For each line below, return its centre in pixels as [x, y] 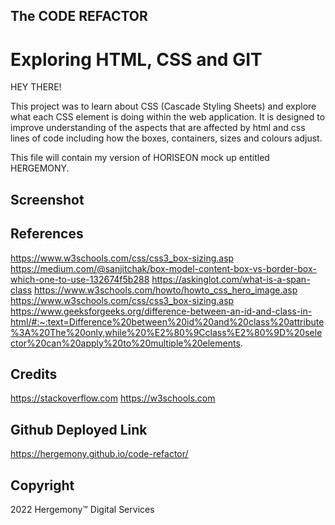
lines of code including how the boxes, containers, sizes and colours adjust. [166, 138]
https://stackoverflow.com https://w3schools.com [113, 398]
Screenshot [47, 199]
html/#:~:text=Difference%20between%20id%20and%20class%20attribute [167, 321]
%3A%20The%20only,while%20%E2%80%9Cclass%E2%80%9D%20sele [166, 332]
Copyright [42, 485]
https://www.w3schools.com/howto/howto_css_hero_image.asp [165, 290]
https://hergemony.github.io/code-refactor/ [99, 454]
